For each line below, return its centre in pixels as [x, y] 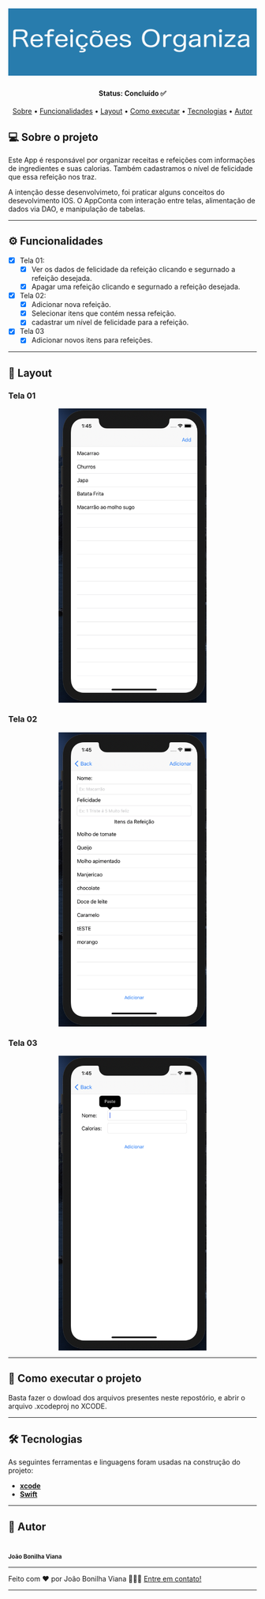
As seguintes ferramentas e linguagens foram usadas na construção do [124, 1462]
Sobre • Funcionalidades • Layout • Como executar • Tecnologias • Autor [132, 112]
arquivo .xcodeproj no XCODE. [58, 1406]
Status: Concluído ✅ [132, 93]
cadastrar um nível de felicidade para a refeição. [110, 322]
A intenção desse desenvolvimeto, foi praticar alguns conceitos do [116, 192]
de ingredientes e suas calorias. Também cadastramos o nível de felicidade [131, 169]
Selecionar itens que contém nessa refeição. [104, 313]
